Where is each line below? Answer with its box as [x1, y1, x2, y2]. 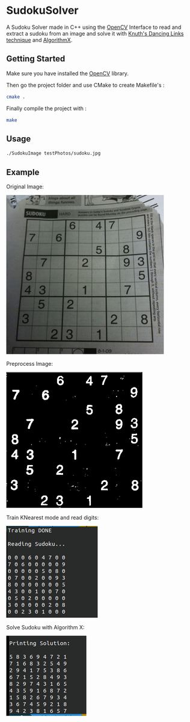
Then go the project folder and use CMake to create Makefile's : [6, 81, 165, 88]
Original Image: [6, 183, 44, 190]
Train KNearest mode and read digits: [6, 514, 99, 521]
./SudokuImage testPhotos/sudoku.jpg [6, 150, 101, 156]
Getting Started [6, 54, 66, 64]
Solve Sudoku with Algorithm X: [6, 624, 85, 631]
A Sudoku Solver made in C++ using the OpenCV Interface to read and [6, 23, 182, 31]
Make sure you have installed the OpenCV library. [6, 70, 129, 77]
